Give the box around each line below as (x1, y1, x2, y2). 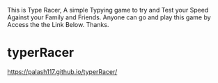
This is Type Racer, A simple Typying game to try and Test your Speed (7, 6, 209, 14)
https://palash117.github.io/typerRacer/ (7, 67, 118, 75)
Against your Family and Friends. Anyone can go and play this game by (7, 13, 211, 21)
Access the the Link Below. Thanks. (7, 21, 109, 28)
